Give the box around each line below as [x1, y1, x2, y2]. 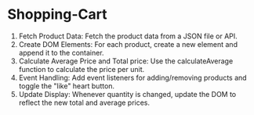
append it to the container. [18, 48, 104, 57]
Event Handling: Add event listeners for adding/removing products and [18, 73, 248, 82]
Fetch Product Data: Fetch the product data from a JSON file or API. [18, 31, 238, 41]
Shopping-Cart [7, 5, 107, 23]
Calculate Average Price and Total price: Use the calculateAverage [18, 56, 234, 66]
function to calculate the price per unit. [18, 64, 145, 74]
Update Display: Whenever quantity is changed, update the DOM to [18, 89, 237, 99]
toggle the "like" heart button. [18, 81, 115, 91]
